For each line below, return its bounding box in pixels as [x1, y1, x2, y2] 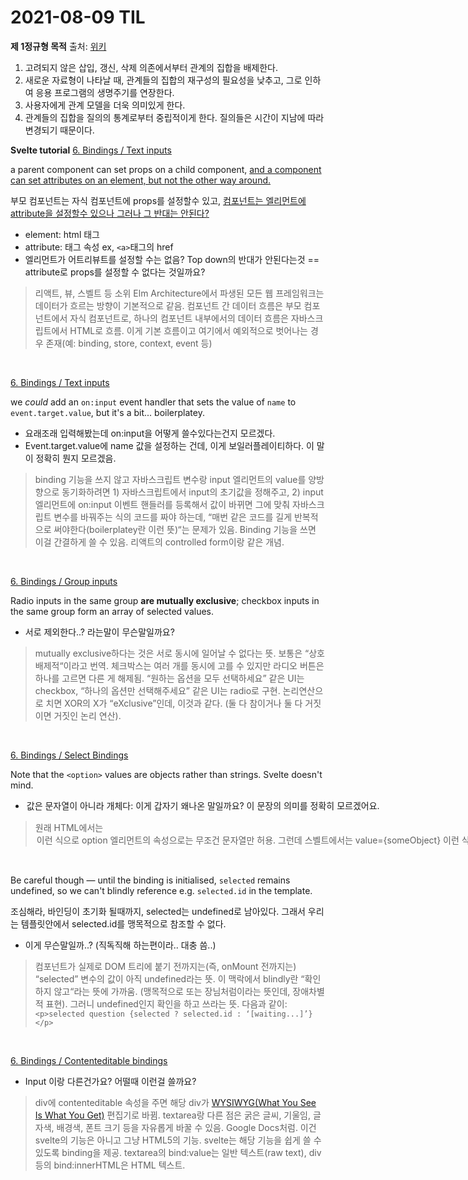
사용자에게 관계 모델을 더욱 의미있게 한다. [24, 99, 186, 111]
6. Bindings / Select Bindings [10, 749, 129, 761]
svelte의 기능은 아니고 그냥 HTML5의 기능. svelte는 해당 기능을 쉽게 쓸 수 [34, 1134, 322, 1146]
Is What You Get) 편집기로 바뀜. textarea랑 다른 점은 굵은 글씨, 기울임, [34, 1109, 312, 1121]
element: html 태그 [24, 228, 100, 240]
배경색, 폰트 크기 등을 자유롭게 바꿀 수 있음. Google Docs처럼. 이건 [56, 1121, 317, 1133]
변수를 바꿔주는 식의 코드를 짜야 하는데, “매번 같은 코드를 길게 [53, 511, 293, 523]
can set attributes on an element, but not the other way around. [10, 174, 272, 186]
